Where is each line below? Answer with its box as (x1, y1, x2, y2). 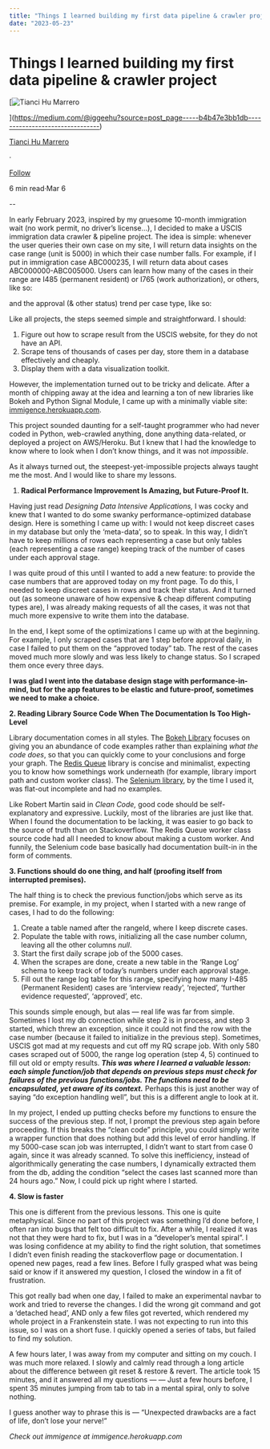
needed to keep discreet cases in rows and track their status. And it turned (9, 586, 256, 595)
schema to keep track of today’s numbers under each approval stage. (20, 965, 251, 976)
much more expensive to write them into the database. (9, 611, 189, 621)
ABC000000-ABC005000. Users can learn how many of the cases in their (9, 266, 254, 276)
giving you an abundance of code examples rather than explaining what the (9, 741, 259, 751)
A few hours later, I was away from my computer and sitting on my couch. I (9, 1349, 256, 1359)
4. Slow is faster (9, 1192, 64, 1202)
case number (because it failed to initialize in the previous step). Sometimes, (9, 1033, 261, 1043)
